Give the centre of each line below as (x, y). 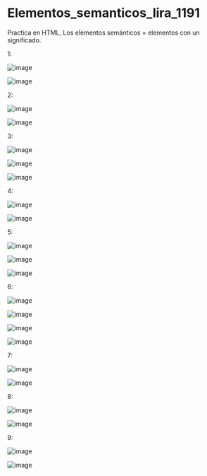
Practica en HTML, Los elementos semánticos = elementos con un (104, 33)
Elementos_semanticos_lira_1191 (104, 13)
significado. (24, 40)
